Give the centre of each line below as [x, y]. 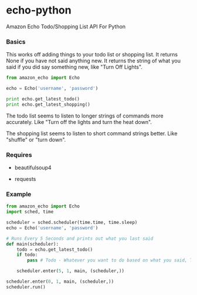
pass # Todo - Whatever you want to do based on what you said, [107, 260]
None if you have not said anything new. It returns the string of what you [93, 61]
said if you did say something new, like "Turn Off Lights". [74, 67]
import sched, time [30, 212]
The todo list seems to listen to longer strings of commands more [85, 116]
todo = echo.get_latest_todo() [55, 249]
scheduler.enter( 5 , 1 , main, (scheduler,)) [71, 271]
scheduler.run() [26, 287]
